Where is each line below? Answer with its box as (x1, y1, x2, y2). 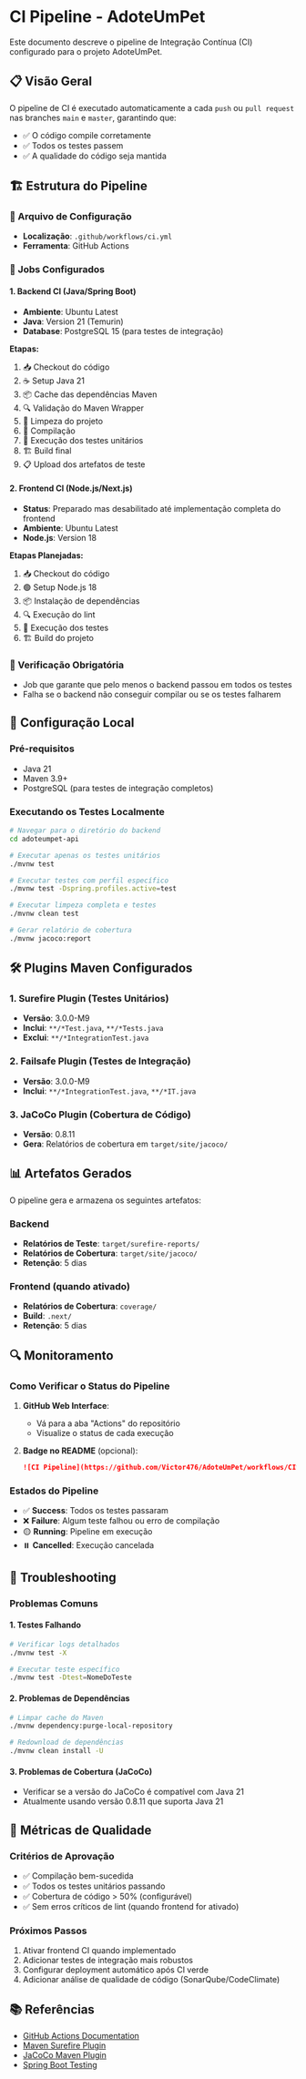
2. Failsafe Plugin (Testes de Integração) (9, 1055, 191, 1067)
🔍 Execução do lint (22, 608, 96, 620)
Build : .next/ (22, 1310, 73, 1321)
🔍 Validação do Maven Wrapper (22, 403, 144, 413)
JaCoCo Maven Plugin (22, 2050, 107, 2061)
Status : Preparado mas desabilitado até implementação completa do (22, 503, 281, 514)
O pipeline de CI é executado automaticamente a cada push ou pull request (9, 102, 294, 113)
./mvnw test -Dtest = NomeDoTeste (9, 1673, 132, 1682)
